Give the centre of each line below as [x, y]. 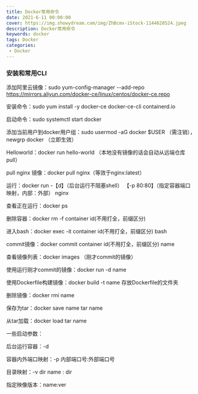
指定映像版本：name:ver [36, 385]
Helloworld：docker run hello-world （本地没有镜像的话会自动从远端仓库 [96, 152]
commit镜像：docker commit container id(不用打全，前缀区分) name [91, 244]
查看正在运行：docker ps [37, 206]
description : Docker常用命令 [41, 29]
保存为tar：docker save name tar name [55, 308]
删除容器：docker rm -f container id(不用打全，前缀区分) [76, 219]
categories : [21, 46]
